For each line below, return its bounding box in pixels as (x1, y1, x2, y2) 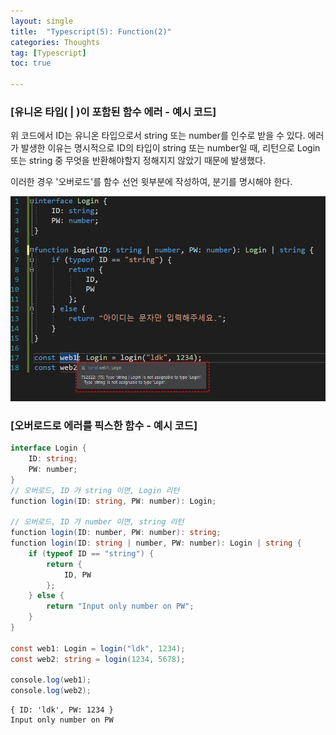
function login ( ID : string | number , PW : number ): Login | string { (10, 538, 302, 548)
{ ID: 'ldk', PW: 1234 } (10, 705, 114, 715)
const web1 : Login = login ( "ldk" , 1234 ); (10, 643, 186, 654)
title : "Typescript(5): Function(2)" (10, 26, 172, 37)
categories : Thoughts (10, 37, 101, 47)
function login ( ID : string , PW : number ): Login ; (10, 496, 217, 506)
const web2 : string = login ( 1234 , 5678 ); (10, 654, 186, 664)
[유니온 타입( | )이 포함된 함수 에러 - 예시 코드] (10, 105, 217, 119)
